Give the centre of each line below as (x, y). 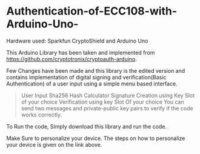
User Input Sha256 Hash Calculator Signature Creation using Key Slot (108, 95)
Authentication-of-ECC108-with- (92, 11)
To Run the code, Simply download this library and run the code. (86, 126)
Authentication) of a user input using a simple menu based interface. (92, 84)
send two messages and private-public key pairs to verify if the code (107, 108)
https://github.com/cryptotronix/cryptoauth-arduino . (72, 59)
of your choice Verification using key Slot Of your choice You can (102, 102)
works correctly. (42, 115)
